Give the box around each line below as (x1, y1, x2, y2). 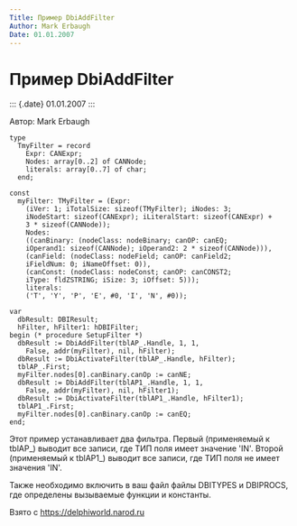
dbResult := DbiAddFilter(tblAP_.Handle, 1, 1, (17, 339, 200, 348)
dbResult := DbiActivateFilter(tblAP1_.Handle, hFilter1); (17, 394, 245, 403)
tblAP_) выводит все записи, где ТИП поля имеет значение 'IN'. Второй (9, 443, 283, 454)
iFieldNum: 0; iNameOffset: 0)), (25, 260, 152, 269)
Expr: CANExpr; (25, 150, 83, 159)
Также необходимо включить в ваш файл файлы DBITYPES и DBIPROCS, (9, 480, 289, 491)
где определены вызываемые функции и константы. (9, 489, 212, 501)
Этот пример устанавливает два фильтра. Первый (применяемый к (9, 434, 271, 445)
